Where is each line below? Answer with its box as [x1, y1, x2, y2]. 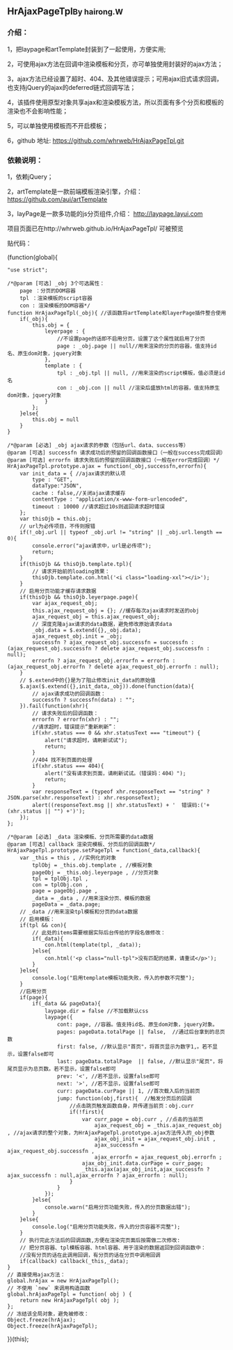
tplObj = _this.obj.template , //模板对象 [32, 861, 153, 869]
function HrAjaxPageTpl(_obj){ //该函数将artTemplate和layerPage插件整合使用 [7, 309, 227, 316]
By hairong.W [72, 7, 124, 17]
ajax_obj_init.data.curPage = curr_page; [81, 1159, 204, 1167]
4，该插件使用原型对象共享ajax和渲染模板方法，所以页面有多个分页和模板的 [7, 97, 224, 107]
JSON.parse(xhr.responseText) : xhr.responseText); [7, 794, 160, 801]
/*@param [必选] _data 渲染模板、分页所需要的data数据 [7, 833, 154, 840]
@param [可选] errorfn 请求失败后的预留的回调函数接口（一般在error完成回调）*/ [7, 456, 220, 464]
